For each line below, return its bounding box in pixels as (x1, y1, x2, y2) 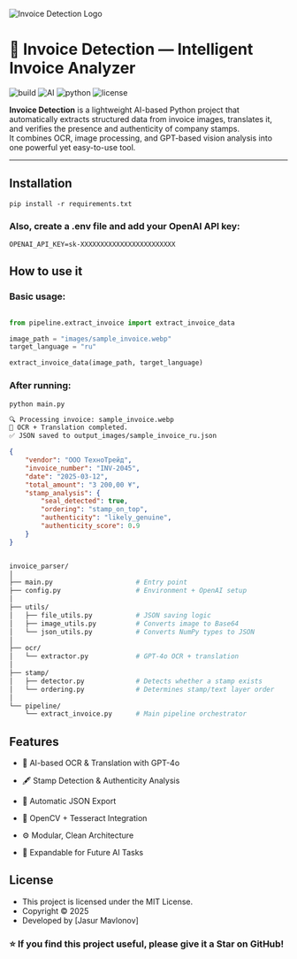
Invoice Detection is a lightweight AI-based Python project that (9, 104, 240, 115)
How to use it (9, 264, 83, 279)
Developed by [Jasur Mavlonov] (21, 915, 139, 925)
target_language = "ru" (9, 342, 97, 351)
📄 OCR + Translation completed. (9, 423, 128, 433)
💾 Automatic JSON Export (21, 796, 117, 807)
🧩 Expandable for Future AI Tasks (21, 848, 144, 858)
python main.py (9, 399, 65, 409)
